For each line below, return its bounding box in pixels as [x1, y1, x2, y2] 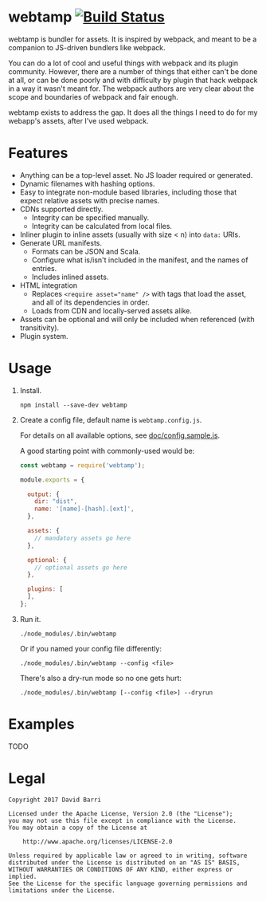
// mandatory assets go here [34, 534, 131, 542]
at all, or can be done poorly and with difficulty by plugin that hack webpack [8, 75, 258, 85]
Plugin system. [19, 331, 69, 340]
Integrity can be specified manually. [31, 212, 150, 222]
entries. [31, 263, 57, 273]
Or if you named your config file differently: [19, 643, 162, 653]
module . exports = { [19, 475, 85, 484]
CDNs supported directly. [19, 204, 104, 214]
